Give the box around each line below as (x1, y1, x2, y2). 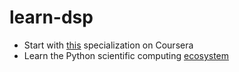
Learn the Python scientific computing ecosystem (23, 49, 230, 61)
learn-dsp (9, 6, 94, 29)
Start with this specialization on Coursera (23, 39, 194, 51)
